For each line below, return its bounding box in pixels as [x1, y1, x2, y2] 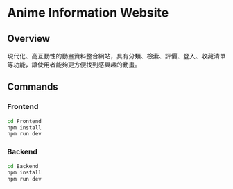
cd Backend [7, 163, 39, 170]
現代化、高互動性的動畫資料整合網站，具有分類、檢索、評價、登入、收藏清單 [7, 52, 226, 60]
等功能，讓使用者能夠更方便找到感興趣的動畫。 [7, 60, 141, 69]
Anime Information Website [7, 5, 169, 21]
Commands [7, 81, 59, 93]
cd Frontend [7, 117, 42, 124]
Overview [7, 33, 51, 44]
